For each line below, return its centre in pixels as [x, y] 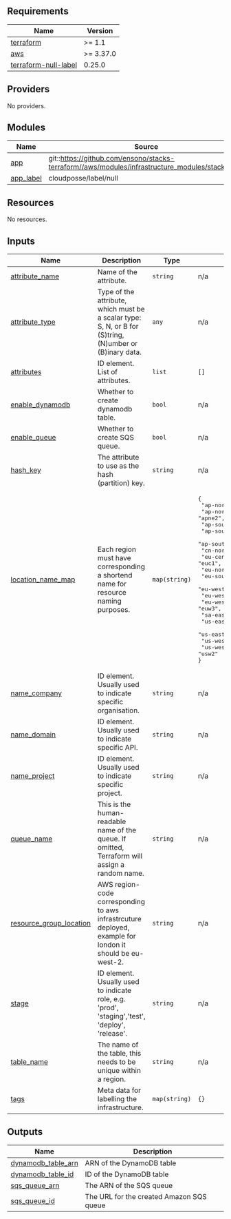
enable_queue [33, 438]
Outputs [25, 1132]
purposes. [114, 610]
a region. [111, 1079]
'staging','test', [121, 1016]
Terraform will [120, 856]
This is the [114, 804]
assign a [111, 865]
